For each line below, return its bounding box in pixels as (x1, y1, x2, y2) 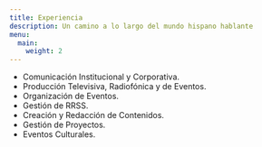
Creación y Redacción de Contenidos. (22, 110, 165, 121)
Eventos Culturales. (22, 129, 96, 140)
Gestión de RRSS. (22, 100, 89, 111)
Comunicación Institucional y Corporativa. (22, 71, 180, 82)
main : (17, 38, 39, 48)
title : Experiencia (9, 13, 83, 23)
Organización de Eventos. (22, 91, 120, 102)
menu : (9, 30, 30, 39)
